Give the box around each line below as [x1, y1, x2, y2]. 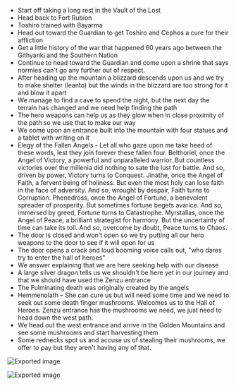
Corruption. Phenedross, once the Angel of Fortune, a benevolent [17, 193, 208, 202]
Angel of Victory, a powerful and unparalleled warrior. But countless [17, 156, 215, 164]
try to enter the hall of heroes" [17, 253, 106, 262]
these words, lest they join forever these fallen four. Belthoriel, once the [17, 148, 225, 157]
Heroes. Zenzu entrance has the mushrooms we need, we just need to [17, 306, 222, 314]
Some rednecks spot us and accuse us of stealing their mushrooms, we [17, 336, 225, 344]
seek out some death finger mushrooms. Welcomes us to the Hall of [17, 298, 216, 306]
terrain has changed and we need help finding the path [17, 104, 178, 111]
